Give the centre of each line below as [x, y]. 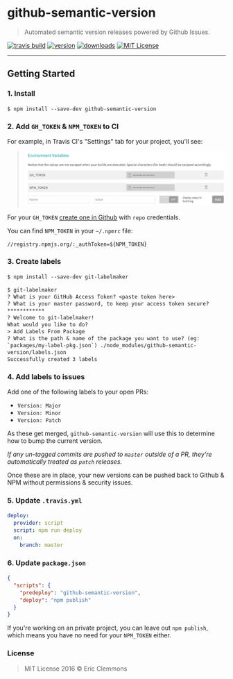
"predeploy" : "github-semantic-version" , [80, 593]
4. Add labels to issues [46, 376]
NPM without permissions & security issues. [70, 483]
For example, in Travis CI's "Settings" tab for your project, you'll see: [105, 141]
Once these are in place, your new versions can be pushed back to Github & [116, 475]
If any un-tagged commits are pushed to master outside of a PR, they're [110, 454]
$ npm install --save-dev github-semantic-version [82, 109]
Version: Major [39, 406]
